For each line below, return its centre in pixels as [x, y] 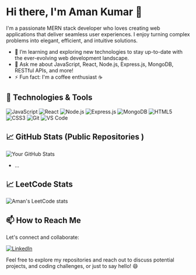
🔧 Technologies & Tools [49, 98]
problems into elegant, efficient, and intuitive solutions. [72, 40]
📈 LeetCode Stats [39, 184]
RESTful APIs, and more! [44, 70]
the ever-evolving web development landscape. [72, 58]
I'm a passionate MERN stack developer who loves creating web [83, 28]
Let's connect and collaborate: [43, 237]
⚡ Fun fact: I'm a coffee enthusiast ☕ [59, 77]
